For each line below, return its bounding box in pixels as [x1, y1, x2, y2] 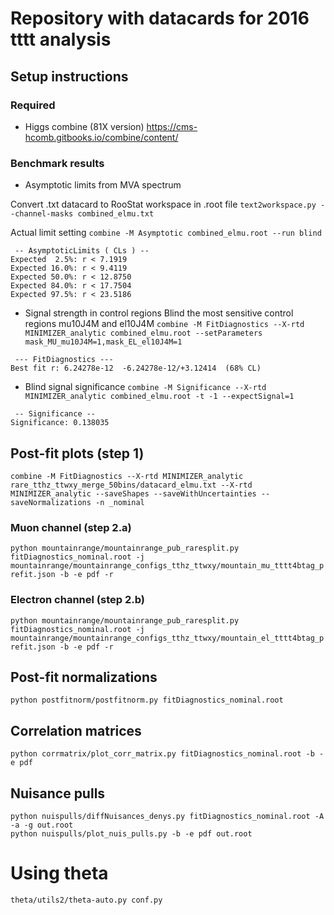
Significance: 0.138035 [10, 418, 110, 428]
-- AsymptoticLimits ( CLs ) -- [14, 246, 150, 256]
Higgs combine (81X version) [24, 120, 145, 132]
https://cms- [146, 120, 198, 132]
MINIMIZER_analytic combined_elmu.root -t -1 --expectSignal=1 [24, 392, 295, 402]
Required [10, 98, 56, 112]
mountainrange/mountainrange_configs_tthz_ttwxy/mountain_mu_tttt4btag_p [10, 561, 325, 571]
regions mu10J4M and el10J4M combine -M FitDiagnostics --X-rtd [24, 318, 305, 330]
